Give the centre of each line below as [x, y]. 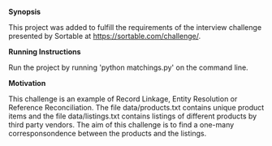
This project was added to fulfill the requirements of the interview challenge [135, 27]
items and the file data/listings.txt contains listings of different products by [133, 116]
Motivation [27, 83]
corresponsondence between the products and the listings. [108, 133]
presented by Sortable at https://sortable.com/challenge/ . [105, 36]
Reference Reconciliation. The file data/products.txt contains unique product [136, 107]
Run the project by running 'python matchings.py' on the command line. [129, 67]
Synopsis [25, 12]
